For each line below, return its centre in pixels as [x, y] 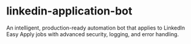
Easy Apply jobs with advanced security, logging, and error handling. [93, 34]
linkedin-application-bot [69, 11]
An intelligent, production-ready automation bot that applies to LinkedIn [96, 28]
